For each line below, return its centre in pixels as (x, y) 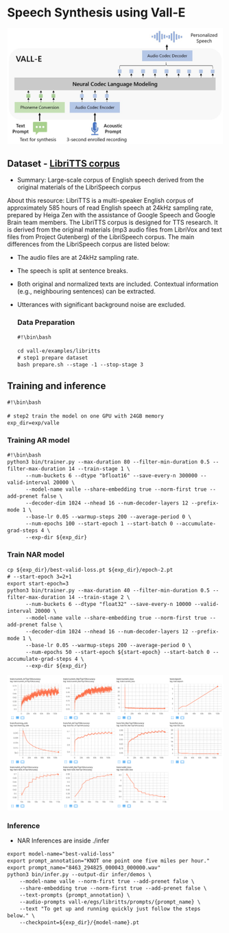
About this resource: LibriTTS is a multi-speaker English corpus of (100, 200)
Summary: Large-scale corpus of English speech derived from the (110, 180)
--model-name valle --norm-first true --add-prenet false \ (107, 882)
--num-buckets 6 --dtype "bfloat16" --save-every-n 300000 (111, 476)
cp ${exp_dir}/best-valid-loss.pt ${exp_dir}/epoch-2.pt (90, 570)
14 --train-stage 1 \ (99, 469)
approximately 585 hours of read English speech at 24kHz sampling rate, (110, 208)
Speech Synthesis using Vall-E (96, 13)
